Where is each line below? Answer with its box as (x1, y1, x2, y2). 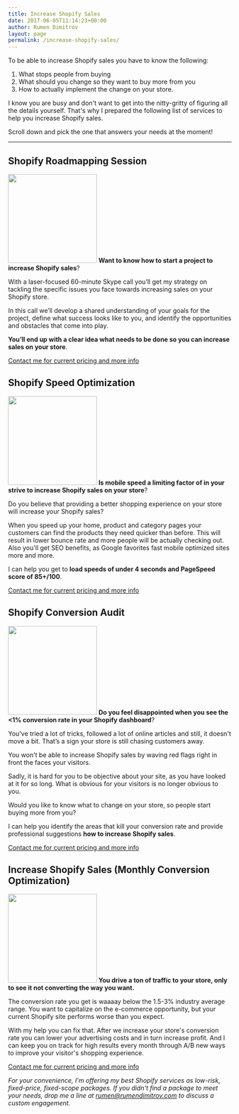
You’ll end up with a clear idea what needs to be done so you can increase (8, 335, 230, 343)
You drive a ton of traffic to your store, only (98, 976, 228, 985)
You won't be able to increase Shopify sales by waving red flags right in (8, 750, 218, 759)
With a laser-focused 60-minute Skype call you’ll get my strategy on (8, 277, 208, 286)
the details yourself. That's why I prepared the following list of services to (8, 106, 223, 115)
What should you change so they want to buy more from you (18, 77, 196, 86)
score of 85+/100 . (8, 572, 62, 580)
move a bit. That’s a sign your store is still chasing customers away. (8, 737, 205, 745)
